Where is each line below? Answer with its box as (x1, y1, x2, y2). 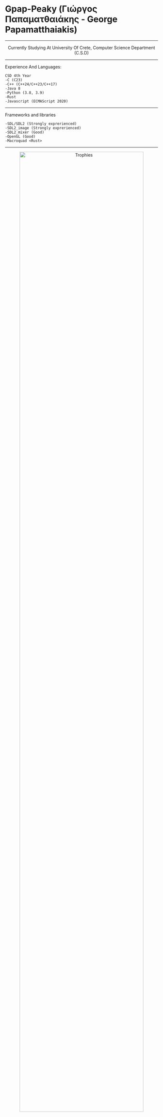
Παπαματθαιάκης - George (5, 14, 118, 25)
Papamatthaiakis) (5, 24, 78, 35)
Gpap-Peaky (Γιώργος (5, 3, 98, 15)
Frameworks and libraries (5, 112, 56, 118)
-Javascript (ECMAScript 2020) (5, 99, 68, 104)
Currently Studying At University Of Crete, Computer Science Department (8, 45, 155, 51)
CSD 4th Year (5, 73, 32, 78)
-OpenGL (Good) (5, 134, 36, 139)
